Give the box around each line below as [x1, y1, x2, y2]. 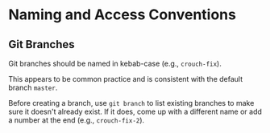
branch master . [8, 83, 58, 92]
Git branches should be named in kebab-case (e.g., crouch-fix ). [8, 58, 222, 68]
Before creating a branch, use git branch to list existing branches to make [8, 99, 255, 107]
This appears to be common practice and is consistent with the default [8, 75, 243, 83]
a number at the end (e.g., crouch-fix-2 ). [8, 115, 145, 125]
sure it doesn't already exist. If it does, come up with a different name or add [8, 107, 262, 116]
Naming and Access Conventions [8, 6, 236, 24]
